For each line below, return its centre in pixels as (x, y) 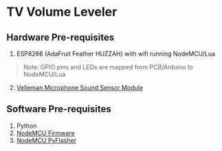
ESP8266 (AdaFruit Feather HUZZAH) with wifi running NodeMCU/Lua (116, 54)
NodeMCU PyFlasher (46, 140)
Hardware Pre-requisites (60, 37)
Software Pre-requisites (59, 109)
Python (26, 126)
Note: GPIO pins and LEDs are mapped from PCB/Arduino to (108, 67)
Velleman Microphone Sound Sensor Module (80, 88)
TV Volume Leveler (62, 12)
